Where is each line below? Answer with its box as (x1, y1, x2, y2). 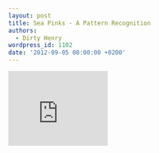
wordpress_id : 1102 (8, 41, 73, 49)
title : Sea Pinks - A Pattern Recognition (8, 19, 151, 27)
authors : (8, 26, 37, 34)
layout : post (8, 11, 52, 20)
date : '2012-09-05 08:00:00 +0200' (8, 49, 126, 57)
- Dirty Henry (15, 33, 62, 42)
